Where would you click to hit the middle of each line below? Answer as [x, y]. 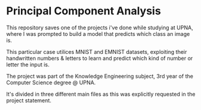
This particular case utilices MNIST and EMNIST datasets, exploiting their [97, 51]
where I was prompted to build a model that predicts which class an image [98, 33]
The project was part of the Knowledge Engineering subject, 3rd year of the [100, 76]
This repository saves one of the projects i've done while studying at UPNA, [100, 27]
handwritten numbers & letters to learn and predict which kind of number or [100, 58]
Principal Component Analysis [84, 11]
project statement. [29, 100]
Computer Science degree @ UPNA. [51, 82]
